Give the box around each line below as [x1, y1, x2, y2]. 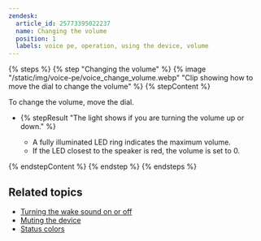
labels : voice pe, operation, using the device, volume [15, 42, 209, 50]
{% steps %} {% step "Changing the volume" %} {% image [8, 64, 207, 74]
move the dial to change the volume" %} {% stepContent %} [8, 82, 211, 92]
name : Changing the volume [15, 27, 107, 35]
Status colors [20, 224, 65, 234]
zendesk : [8, 11, 38, 20]
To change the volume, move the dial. [8, 97, 134, 107]
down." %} [20, 122, 57, 131]
